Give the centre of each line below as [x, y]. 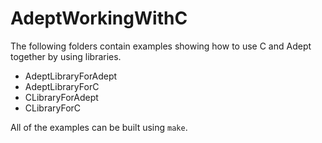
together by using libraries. [66, 56]
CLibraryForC [53, 108]
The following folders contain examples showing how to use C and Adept [161, 46]
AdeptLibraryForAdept [71, 76]
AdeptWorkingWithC [99, 18]
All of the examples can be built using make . [99, 127]
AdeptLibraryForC [62, 86]
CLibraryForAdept [61, 97]
